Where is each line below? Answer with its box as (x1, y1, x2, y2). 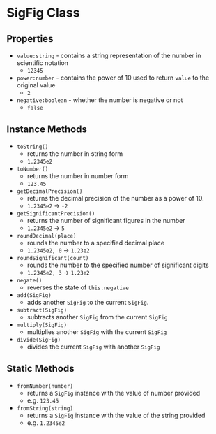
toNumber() (16, 166, 49, 173)
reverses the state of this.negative (26, 283, 130, 291)
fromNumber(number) (16, 382, 74, 389)
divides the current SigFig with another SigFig (26, 342, 160, 351)
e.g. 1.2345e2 (26, 418, 65, 427)
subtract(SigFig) (16, 306, 68, 314)
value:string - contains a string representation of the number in (16, 51, 201, 59)
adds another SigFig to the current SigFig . (26, 298, 149, 306)
